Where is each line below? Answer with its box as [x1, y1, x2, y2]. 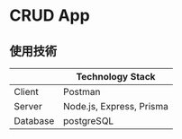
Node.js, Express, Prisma [62, 100, 168, 112]
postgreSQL [62, 115, 114, 126]
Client [14, 86, 39, 98]
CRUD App [9, 5, 90, 26]
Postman [62, 86, 101, 98]
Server [14, 100, 42, 112]
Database [14, 115, 55, 126]
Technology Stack [76, 71, 156, 83]
